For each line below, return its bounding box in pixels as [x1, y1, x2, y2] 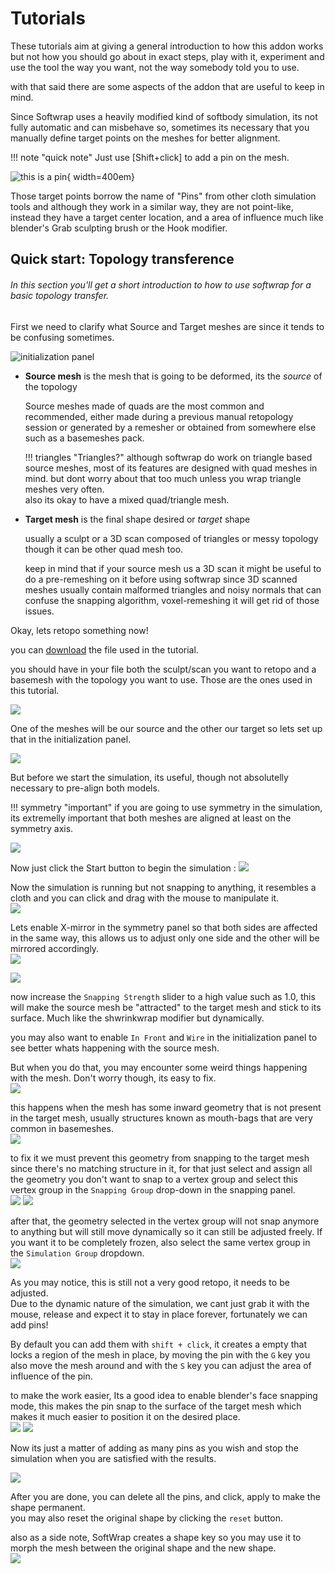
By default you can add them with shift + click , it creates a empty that [10, 1338, 307, 1350]
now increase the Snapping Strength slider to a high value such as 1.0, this [10, 990, 316, 1002]
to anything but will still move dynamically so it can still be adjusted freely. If [10, 1225, 323, 1237]
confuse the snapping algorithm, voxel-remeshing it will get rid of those [24, 594, 320, 606]
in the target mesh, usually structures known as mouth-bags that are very [10, 1112, 313, 1124]
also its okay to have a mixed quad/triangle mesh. [24, 493, 230, 506]
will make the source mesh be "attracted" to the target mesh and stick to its [10, 1001, 322, 1013]
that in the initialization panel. [10, 733, 132, 745]
